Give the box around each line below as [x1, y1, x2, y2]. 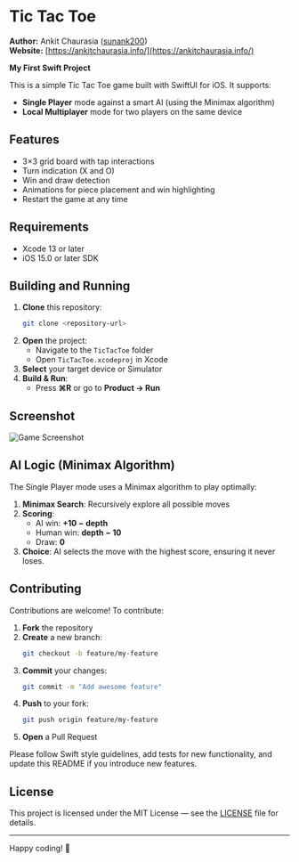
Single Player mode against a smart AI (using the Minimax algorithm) [21, 96, 276, 108]
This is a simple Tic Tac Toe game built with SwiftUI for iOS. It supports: [9, 79, 271, 90]
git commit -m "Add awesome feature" [21, 682, 163, 691]
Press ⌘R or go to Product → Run [35, 383, 160, 394]
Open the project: [21, 336, 87, 346]
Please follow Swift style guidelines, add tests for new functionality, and [9, 749, 273, 760]
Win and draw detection [21, 175, 110, 185]
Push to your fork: [21, 698, 89, 709]
